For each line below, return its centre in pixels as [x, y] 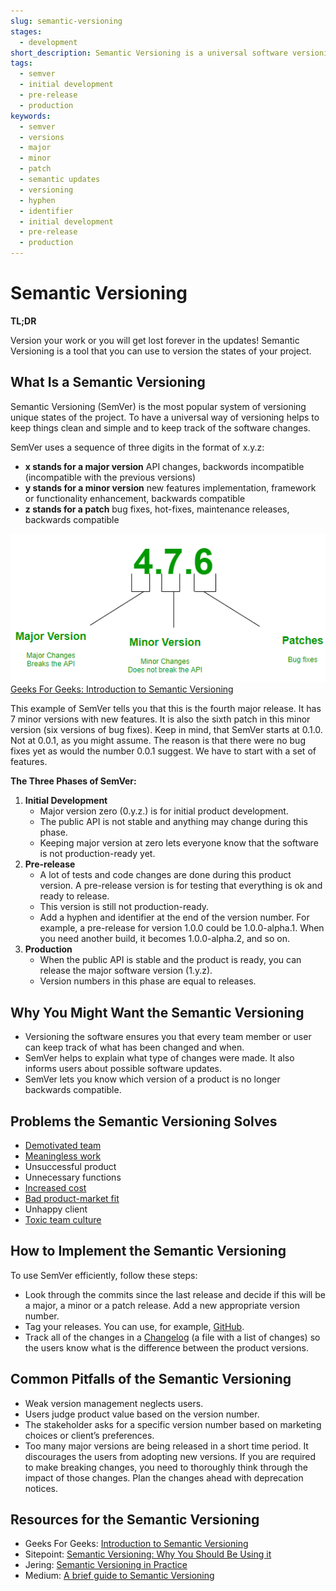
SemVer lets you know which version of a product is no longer [152, 1079]
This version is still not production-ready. [124, 907]
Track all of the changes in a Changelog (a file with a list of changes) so [172, 1337]
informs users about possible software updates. [123, 1069]
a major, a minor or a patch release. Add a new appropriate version [162, 1305]
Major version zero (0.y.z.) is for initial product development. [164, 811]
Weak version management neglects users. [114, 1403]
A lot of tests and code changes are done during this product [165, 875]
